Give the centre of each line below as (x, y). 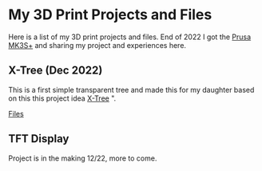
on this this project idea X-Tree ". (62, 98)
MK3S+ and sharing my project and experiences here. (97, 45)
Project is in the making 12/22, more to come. (83, 158)
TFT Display (39, 139)
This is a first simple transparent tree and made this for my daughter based (131, 89)
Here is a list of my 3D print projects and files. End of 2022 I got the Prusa (130, 37)
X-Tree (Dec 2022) (56, 71)
